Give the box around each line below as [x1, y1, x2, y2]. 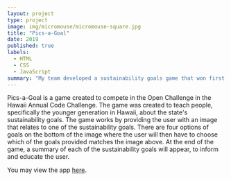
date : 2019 [7, 36, 39, 43]
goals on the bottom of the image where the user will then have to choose [7, 130, 219, 139]
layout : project [7, 10, 54, 17]
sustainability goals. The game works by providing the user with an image [7, 116, 218, 124]
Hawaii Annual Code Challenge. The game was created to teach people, [7, 101, 213, 110]
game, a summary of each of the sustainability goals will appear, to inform [7, 145, 219, 153]
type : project [7, 17, 49, 24]
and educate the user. [7, 153, 70, 161]
